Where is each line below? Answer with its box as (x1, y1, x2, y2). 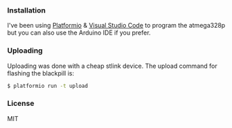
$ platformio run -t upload (7, 82, 89, 89)
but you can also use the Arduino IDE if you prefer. (7, 28, 151, 37)
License (7, 99, 35, 109)
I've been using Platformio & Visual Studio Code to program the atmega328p (7, 21, 226, 30)
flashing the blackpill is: (7, 68, 75, 77)
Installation (7, 6, 46, 15)
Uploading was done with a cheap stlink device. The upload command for (7, 62, 217, 70)
